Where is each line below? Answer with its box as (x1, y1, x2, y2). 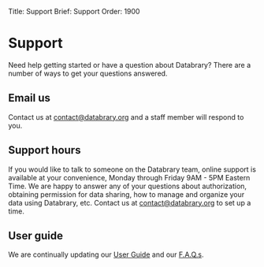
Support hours (8, 143, 81, 157)
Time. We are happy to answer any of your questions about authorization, (8, 181, 247, 191)
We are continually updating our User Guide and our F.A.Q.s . (8, 250, 204, 259)
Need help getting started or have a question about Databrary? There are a (8, 60, 251, 69)
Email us (8, 91, 51, 105)
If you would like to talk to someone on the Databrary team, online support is (8, 165, 256, 174)
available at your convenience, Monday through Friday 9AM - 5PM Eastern (8, 172, 251, 182)
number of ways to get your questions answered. (8, 69, 168, 78)
